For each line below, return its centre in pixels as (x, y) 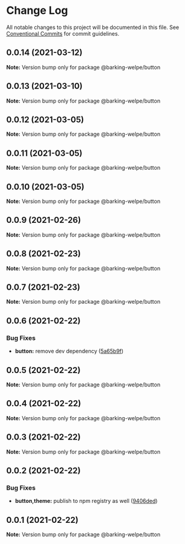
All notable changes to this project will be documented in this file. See (93, 27)
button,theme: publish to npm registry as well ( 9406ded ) (86, 501)
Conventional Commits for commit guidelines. (63, 33)
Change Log (37, 11)
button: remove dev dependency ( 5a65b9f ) (69, 351)
